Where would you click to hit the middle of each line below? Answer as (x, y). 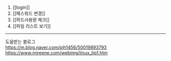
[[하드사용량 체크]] (31, 20)
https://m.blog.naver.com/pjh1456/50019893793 (56, 47)
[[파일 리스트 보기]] (32, 26)
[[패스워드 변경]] (29, 13)
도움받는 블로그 (20, 42)
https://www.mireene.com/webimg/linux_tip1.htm (56, 53)
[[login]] (21, 7)
